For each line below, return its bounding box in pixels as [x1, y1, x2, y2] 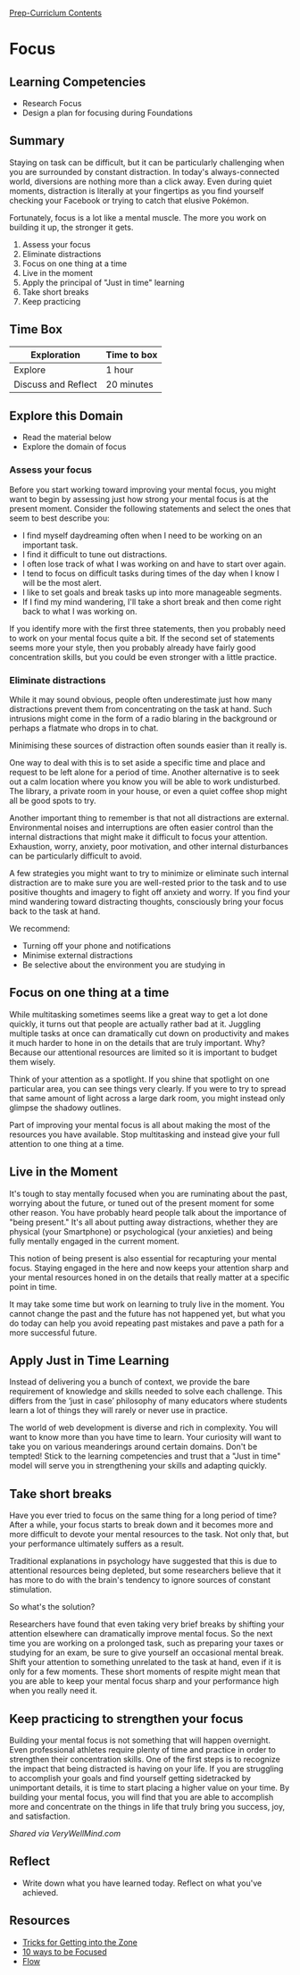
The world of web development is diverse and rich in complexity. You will [9, 1422, 279, 1433]
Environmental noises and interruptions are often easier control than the [9, 822, 274, 833]
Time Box [9, 322, 62, 338]
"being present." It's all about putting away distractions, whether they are [9, 1217, 279, 1227]
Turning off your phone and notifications [21, 941, 171, 951]
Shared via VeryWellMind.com [9, 1829, 121, 1839]
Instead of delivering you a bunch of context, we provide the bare [9, 1377, 250, 1387]
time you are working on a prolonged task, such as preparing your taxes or [9, 1638, 284, 1649]
